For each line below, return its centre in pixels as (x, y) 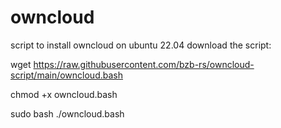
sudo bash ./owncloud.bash (67, 113)
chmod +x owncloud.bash (64, 94)
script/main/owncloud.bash (66, 75)
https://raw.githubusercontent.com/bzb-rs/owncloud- (144, 64)
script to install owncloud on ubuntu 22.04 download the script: (141, 45)
